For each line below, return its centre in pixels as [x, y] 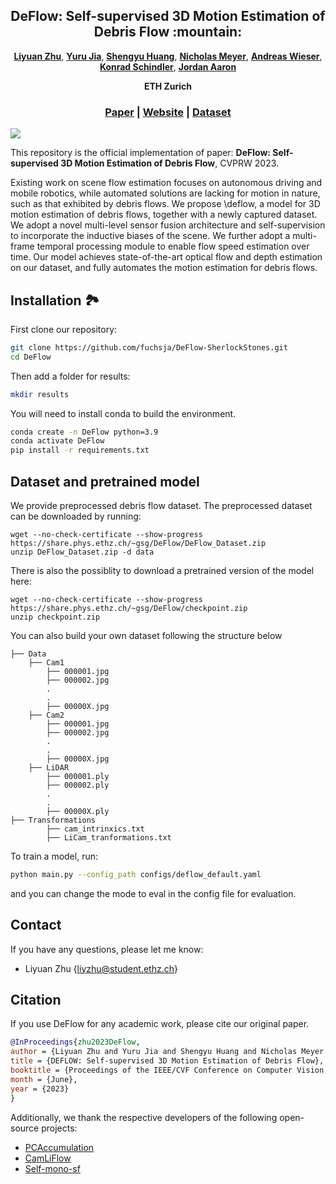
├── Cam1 [46, 662]
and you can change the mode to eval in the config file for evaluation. [153, 893]
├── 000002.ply [78, 785]
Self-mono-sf [52, 1168]
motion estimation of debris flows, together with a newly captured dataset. [164, 215]
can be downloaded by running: [76, 516]
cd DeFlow [31, 357]
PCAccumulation [59, 1147]
